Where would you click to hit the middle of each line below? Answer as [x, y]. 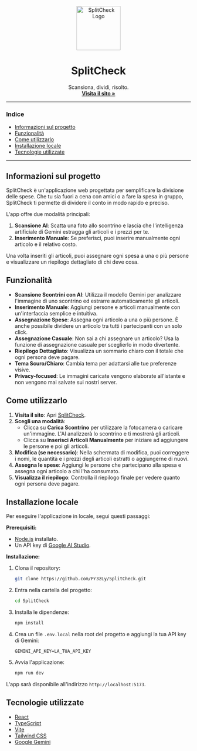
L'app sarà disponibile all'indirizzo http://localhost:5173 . [76, 684]
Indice [15, 114]
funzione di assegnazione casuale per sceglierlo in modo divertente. [97, 344]
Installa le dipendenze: [42, 612]
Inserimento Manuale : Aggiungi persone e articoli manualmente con [97, 307]
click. [21, 332]
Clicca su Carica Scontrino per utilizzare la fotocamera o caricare [103, 427]
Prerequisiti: [21, 528]
